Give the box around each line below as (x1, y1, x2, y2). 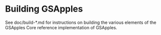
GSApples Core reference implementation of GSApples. (5, 24, 117, 30)
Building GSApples (5, 3, 83, 15)
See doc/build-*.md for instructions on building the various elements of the (5, 19, 157, 25)
